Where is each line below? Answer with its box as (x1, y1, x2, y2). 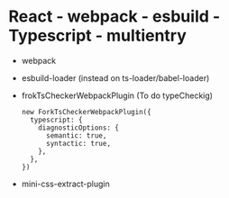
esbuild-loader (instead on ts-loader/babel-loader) (21, 72, 210, 83)
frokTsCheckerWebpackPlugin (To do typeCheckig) (21, 90, 214, 101)
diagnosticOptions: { (38, 123, 119, 132)
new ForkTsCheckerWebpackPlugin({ (21, 107, 151, 116)
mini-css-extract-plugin (21, 178, 110, 189)
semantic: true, (45, 130, 107, 140)
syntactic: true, (45, 139, 112, 148)
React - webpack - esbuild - (8, 6, 221, 27)
